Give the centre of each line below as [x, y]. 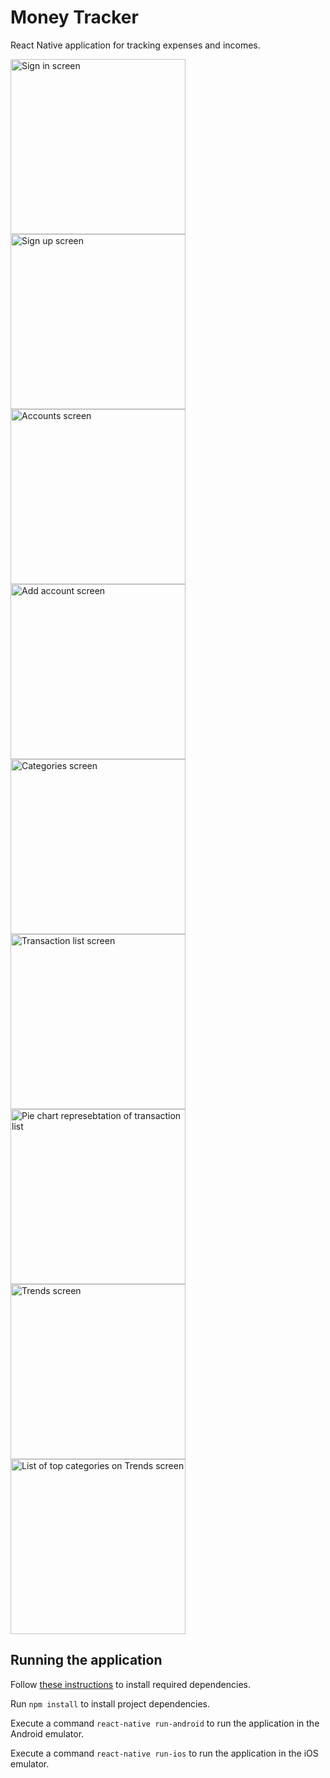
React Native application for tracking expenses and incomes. [135, 45]
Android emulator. [47, 1733]
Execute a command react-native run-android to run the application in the [165, 1723]
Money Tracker [74, 17]
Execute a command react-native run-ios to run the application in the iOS [164, 1753]
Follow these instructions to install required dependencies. [131, 1684]
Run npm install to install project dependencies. [110, 1703]
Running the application [86, 1660]
